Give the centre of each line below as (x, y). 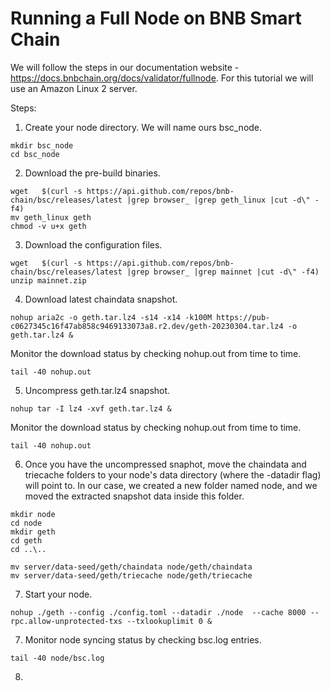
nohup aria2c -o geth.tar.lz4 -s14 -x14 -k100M (111, 317)
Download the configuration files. (93, 244)
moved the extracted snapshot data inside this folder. (134, 496)
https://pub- (243, 317)
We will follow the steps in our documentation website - (125, 67)
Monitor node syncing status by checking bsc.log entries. (143, 639)
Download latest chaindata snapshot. (101, 299)
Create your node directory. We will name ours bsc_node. (143, 127)
